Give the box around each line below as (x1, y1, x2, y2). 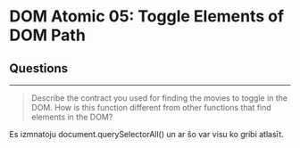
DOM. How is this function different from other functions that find (30, 103, 272, 112)
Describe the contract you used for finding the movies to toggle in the (30, 93, 288, 103)
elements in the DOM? (30, 111, 113, 122)
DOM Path (9, 25, 87, 45)
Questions (9, 61, 69, 76)
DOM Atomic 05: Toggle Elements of (9, 6, 284, 27)
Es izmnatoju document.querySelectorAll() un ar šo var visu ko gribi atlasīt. (9, 129, 284, 139)
